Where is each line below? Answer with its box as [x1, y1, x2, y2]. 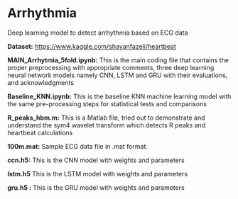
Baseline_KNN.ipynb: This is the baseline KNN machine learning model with [7, 92, 232, 101]
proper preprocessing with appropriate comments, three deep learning [7, 63, 215, 72]
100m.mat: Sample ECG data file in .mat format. [7, 142, 148, 150]
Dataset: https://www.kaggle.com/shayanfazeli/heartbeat [7, 42, 176, 50]
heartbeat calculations [7, 128, 73, 137]
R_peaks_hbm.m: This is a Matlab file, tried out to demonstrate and [7, 113, 205, 122]
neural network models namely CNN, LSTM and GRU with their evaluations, [7, 71, 228, 79]
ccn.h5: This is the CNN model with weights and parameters [7, 156, 185, 164]
